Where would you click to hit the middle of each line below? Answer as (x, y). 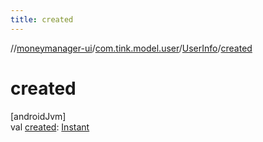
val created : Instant (50, 127)
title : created (42, 19)
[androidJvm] (38, 116)
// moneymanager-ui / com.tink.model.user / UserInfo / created (131, 48)
